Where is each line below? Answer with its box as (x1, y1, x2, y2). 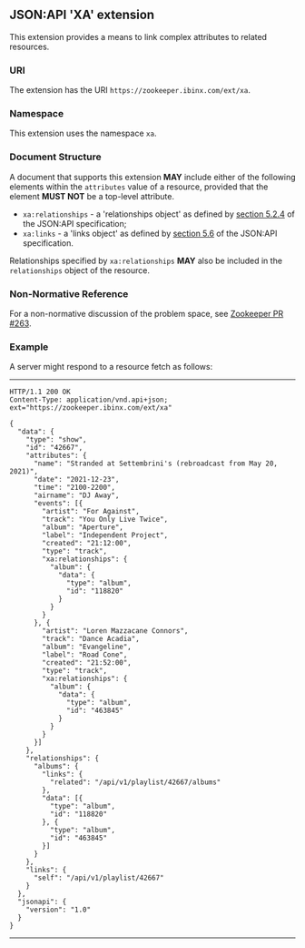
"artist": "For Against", (42, 507, 141, 516)
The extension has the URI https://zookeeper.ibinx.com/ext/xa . (9, 85, 251, 96)
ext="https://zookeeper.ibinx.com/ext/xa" (9, 403, 172, 413)
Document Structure (9, 150, 102, 163)
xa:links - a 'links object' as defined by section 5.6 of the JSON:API (22, 228, 278, 239)
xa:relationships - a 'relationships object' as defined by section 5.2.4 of (22, 209, 295, 219)
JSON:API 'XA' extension (9, 7, 155, 23)
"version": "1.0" (25, 905, 92, 914)
